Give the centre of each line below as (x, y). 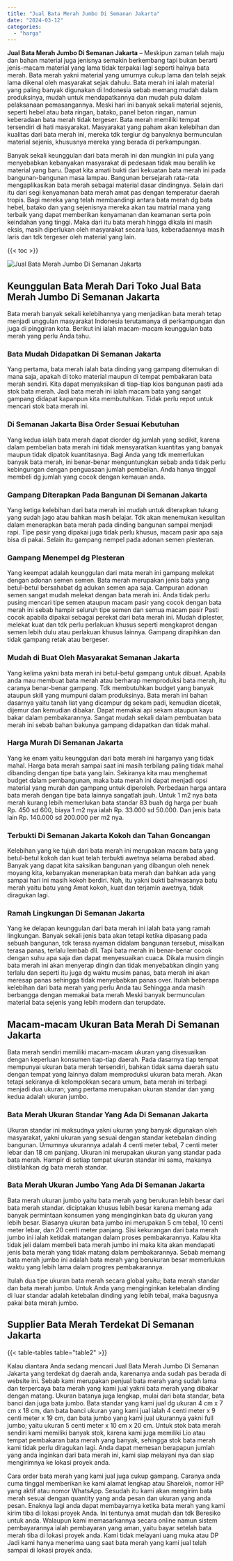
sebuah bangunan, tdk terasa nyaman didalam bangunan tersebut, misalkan (116, 943)
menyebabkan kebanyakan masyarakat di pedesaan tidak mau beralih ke (111, 163)
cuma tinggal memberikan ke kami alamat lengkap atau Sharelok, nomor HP (115, 1483)
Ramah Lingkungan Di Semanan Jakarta (76, 913)
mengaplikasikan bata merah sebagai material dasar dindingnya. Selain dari (115, 185)
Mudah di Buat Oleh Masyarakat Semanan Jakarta (94, 658)
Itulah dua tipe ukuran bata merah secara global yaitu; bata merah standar (113, 1280)
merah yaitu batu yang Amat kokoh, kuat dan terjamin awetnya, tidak (105, 888)
